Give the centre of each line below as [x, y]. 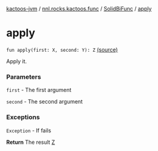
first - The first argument [39, 90]
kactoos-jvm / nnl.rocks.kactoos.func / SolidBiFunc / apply [79, 9]
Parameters [24, 76]
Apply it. [17, 61]
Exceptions [23, 117]
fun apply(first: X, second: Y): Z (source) [62, 49]
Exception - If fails [29, 130]
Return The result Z [31, 142]
